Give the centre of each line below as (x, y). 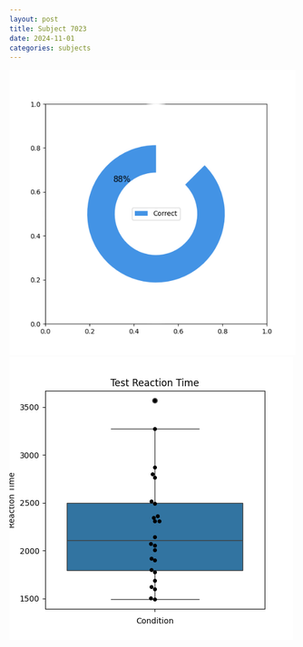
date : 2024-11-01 (42, 38)
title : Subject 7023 (49, 29)
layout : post (34, 19)
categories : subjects (50, 48)
